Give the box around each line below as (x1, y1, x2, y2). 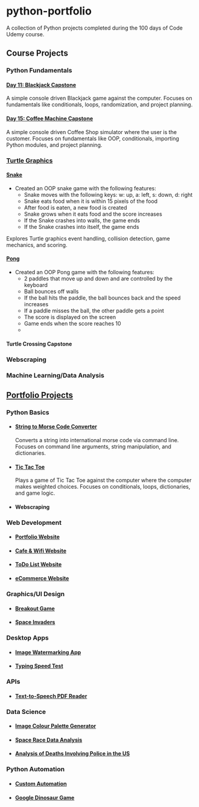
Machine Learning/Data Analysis (6, 371, 104, 380)
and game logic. (14, 489, 55, 497)
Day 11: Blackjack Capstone (6, 81, 77, 88)
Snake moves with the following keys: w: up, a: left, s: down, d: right (24, 191, 193, 198)
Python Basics (6, 408, 49, 416)
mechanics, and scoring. (6, 241, 68, 248)
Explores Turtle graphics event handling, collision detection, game (6, 234, 170, 242)
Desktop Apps (6, 634, 49, 642)
